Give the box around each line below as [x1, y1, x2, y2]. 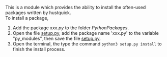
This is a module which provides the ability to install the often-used [5, 5, 146, 10]
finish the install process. [12, 46, 65, 52]
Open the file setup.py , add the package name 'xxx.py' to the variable [12, 30, 159, 36]
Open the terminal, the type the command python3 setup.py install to [12, 41, 162, 47]
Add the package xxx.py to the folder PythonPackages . [12, 25, 129, 31]
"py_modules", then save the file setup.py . [12, 35, 101, 41]
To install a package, [5, 15, 49, 21]
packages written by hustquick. [5, 10, 71, 16]
